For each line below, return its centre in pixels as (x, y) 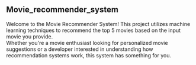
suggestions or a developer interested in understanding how (80, 49)
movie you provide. (30, 36)
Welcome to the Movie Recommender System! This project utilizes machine (98, 24)
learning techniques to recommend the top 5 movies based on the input (94, 30)
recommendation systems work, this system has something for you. (89, 55)
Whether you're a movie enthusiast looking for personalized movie (87, 43)
